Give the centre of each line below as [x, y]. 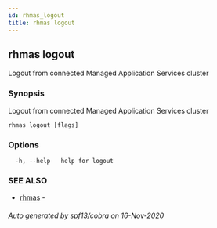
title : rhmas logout [42, 23]
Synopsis [26, 93]
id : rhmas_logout [36, 15]
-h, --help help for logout [64, 161]
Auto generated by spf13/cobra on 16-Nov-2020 [86, 215]
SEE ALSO [28, 180]
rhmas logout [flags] [43, 125]
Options [24, 144]
